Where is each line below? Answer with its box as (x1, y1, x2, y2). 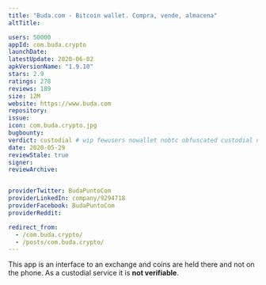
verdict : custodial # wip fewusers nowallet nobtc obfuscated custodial (8, 136, 253, 144)
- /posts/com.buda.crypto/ (15, 238, 104, 246)
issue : (8, 114, 30, 123)
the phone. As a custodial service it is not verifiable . (8, 268, 180, 278)
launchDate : (8, 48, 47, 56)
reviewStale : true (8, 151, 69, 159)
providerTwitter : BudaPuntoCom (8, 187, 112, 195)
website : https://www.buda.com (8, 100, 112, 108)
